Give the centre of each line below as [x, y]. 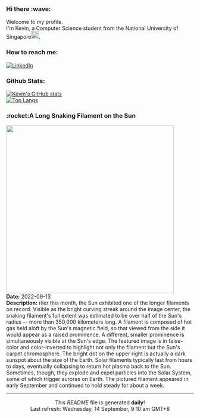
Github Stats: [26, 81]
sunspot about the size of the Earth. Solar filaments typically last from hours [99, 360]
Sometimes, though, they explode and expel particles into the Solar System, [99, 373]
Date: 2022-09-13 [29, 297]
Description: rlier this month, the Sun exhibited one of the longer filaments [98, 303]
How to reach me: [32, 53]
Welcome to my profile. [35, 22]
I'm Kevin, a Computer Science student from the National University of [92, 28]
